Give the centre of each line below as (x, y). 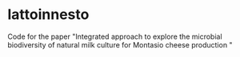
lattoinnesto (48, 15)
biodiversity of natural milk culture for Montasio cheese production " (120, 44)
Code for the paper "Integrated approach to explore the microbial (115, 36)
